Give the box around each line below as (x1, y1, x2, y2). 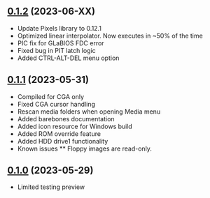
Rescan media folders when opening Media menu (17, 107, 161, 116)
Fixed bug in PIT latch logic (17, 46, 96, 54)
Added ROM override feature (17, 129, 101, 138)
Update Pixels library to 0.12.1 (17, 24, 101, 32)
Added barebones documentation (17, 114, 115, 123)
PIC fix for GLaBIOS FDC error (17, 38, 104, 47)
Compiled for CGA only (17, 92, 85, 100)
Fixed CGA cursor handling (17, 100, 96, 108)
